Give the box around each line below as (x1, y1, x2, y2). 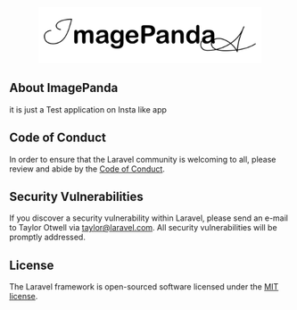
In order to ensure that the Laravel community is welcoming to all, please (9, 154, 276, 164)
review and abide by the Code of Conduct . (9, 163, 165, 174)
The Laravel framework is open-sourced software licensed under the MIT (9, 281, 279, 292)
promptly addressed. (9, 231, 87, 243)
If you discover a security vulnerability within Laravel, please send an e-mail (9, 213, 288, 223)
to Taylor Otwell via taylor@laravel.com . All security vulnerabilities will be (9, 222, 278, 233)
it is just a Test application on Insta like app (9, 104, 168, 114)
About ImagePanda (9, 80, 119, 96)
